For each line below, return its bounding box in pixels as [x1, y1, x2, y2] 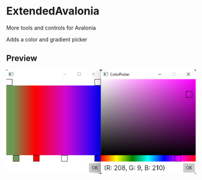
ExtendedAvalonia [6, 4, 100, 18]
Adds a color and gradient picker [6, 36, 88, 43]
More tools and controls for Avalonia [6, 24, 96, 31]
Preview [6, 53, 38, 64]
